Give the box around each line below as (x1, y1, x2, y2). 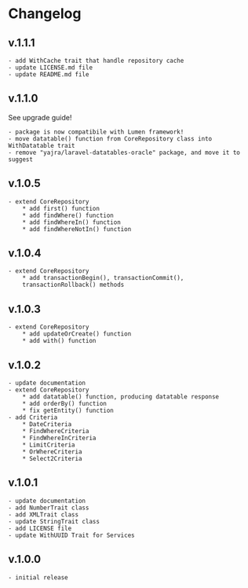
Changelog (8, 5, 82, 23)
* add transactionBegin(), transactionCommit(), (22, 274, 184, 282)
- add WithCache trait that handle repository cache (8, 57, 184, 64)
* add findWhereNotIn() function (22, 225, 132, 233)
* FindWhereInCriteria (22, 434, 97, 443)
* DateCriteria (22, 421, 72, 428)
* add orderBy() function (22, 400, 108, 408)
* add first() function (22, 204, 100, 212)
